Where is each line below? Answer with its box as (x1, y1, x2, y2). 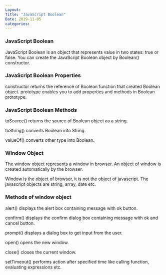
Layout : (5, 7, 21, 12)
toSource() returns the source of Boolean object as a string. (5, 118, 128, 124)
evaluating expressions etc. (5, 264, 61, 270)
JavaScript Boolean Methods (5, 106, 77, 113)
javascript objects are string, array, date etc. (5, 181, 96, 187)
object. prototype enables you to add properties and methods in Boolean (5, 88, 155, 95)
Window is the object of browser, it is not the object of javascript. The (5, 176, 148, 182)
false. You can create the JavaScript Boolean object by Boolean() (5, 54, 139, 60)
